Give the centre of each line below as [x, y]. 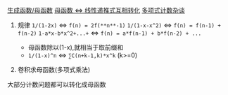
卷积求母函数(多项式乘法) [54, 70]
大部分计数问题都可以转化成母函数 [57, 85]
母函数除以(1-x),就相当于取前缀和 [76, 47]
